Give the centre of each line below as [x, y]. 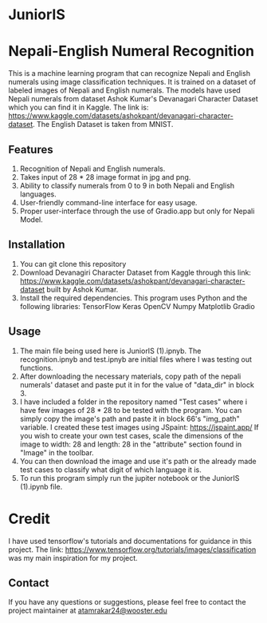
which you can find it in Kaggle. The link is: [79, 107]
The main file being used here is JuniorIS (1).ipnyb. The [110, 351]
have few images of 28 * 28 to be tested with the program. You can [131, 410]
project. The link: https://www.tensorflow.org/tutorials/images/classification [132, 550]
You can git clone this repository [73, 264]
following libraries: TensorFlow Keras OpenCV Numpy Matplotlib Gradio [137, 306]
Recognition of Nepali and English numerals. [92, 169]
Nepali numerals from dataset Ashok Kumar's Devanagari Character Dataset [133, 99]
